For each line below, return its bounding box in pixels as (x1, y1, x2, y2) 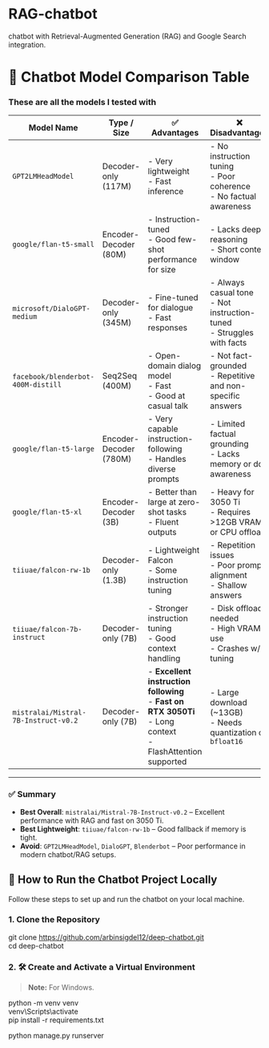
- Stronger (147, 603, 188, 614)
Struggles (217, 327, 254, 338)
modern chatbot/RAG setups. (19, 849, 117, 859)
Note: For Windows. (27, 983, 94, 993)
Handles (155, 454, 187, 465)
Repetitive (217, 370, 255, 382)
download (210, 697, 248, 708)
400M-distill (12, 380, 62, 390)
